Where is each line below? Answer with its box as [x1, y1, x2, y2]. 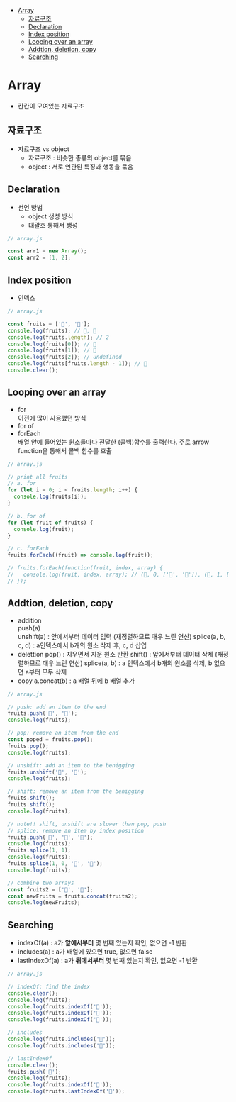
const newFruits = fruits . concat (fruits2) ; [7, 893, 138, 900]
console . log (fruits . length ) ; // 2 [7, 333, 110, 341]
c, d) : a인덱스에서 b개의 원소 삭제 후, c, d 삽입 [17, 641, 147, 650]
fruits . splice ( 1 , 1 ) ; [7, 847, 72, 854]
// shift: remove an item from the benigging [7, 788, 144, 795]
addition [17, 616, 42, 625]
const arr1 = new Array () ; [7, 247, 87, 255]
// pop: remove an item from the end [7, 730, 119, 737]
